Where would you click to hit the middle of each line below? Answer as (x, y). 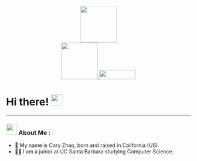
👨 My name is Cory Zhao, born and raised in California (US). (87, 145)
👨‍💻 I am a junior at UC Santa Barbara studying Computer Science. (94, 152)
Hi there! (28, 102)
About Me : (35, 132)
